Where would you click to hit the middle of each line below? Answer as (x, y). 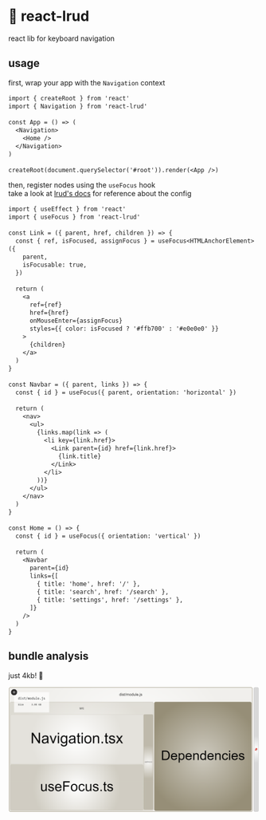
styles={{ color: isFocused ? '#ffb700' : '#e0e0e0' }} (124, 329)
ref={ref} (45, 305)
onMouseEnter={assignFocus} (76, 321)
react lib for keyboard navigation (62, 38)
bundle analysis (49, 656)
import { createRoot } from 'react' (69, 98)
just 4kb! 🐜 (26, 675)
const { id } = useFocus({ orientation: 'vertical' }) (108, 536)
